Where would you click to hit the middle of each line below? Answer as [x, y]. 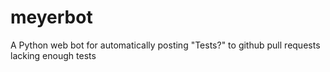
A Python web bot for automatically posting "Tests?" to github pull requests [165, 45]
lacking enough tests [53, 55]
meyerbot [51, 17]
